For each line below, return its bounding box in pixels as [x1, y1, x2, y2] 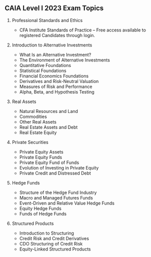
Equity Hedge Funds [19, 205, 62, 211]
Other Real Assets [19, 118, 57, 124]
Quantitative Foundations [19, 62, 71, 68]
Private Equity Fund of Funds [19, 159, 79, 165]
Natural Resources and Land [19, 108, 78, 114]
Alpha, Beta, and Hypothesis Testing [19, 88, 94, 94]
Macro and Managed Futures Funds [19, 194, 93, 200]
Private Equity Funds [19, 154, 62, 160]
